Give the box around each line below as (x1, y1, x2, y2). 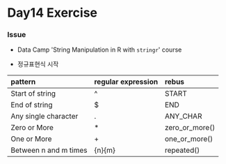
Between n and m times (10, 145, 88, 155)
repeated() (164, 145, 200, 155)
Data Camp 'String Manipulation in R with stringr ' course (17, 45, 182, 54)
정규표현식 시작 (17, 60, 59, 68)
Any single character (10, 112, 79, 121)
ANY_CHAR (164, 112, 202, 121)
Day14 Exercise (7, 5, 98, 21)
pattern (10, 77, 36, 87)
